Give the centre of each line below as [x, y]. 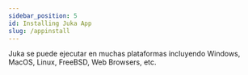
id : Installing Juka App [50, 23]
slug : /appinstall [39, 31]
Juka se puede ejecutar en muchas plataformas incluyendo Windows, [124, 54]
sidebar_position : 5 [43, 16]
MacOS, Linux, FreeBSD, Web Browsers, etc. [82, 62]
